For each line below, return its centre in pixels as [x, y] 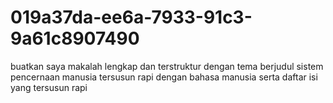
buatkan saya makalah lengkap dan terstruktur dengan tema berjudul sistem [167, 66]
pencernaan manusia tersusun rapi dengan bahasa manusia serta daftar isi [164, 77]
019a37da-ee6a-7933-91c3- [131, 17]
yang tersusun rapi [49, 87]
